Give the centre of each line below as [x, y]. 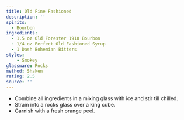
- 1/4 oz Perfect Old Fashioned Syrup [59, 44]
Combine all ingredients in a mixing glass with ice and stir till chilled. [96, 98]
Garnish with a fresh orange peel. [55, 111]
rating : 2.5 [20, 76]
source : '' [19, 82]
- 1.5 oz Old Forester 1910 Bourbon [56, 38]
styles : [15, 55]
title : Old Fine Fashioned [39, 11]
